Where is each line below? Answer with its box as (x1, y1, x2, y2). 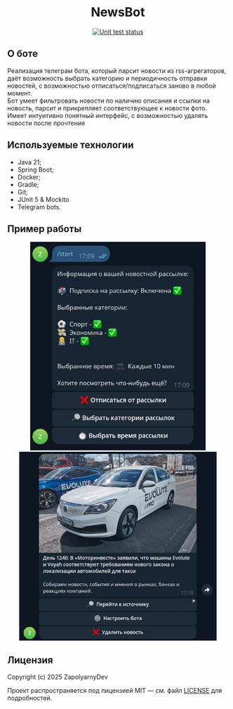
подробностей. (7, 694, 53, 703)
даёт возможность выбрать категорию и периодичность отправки (7, 74, 208, 82)
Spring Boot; (17, 165, 54, 174)
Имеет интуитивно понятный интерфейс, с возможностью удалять (7, 111, 208, 119)
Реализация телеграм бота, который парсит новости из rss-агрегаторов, (7, 66, 227, 74)
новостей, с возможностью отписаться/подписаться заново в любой (7, 82, 216, 90)
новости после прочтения (7, 119, 86, 127)
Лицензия (7, 654, 53, 666)
